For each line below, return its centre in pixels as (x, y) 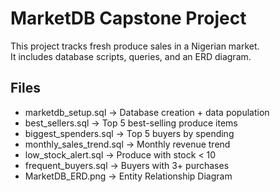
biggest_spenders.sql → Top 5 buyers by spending (129, 133)
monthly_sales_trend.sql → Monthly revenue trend (127, 144)
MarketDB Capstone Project (128, 18)
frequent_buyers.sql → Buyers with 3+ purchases (127, 165)
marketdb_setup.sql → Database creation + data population (147, 112)
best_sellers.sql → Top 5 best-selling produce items (131, 123)
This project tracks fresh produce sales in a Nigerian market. (135, 46)
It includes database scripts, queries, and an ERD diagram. (131, 56)
